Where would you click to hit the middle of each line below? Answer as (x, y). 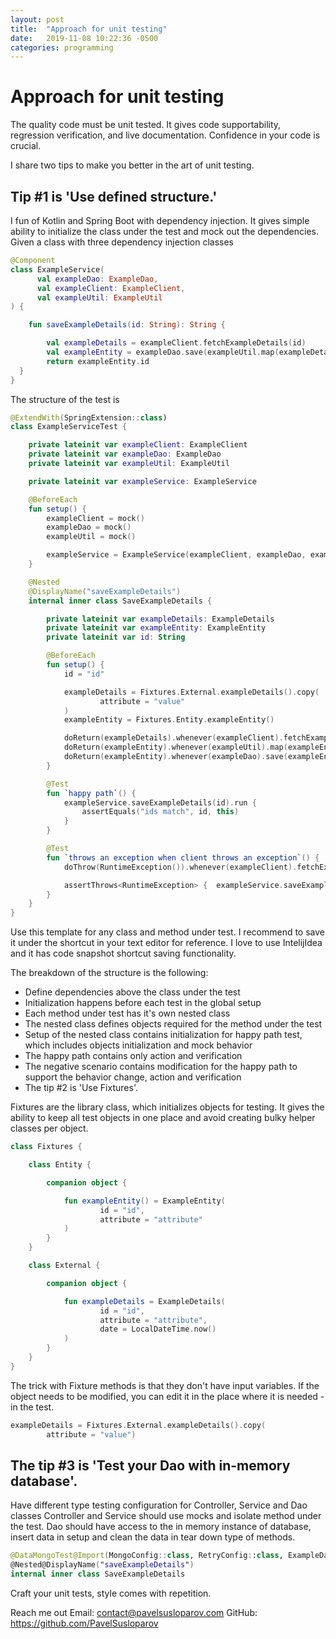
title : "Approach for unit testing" (89, 29)
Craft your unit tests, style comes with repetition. (111, 1593)
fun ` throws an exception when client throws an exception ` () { (183, 857)
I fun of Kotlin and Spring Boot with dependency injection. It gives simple (160, 220)
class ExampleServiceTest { (69, 427)
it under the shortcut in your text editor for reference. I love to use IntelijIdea (166, 943)
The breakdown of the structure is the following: (109, 973)
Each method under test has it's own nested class (127, 1013)
